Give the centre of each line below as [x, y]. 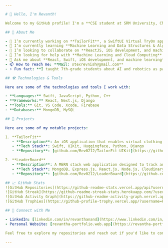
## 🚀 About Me [20, 32]
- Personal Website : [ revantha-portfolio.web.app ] [59, 224]
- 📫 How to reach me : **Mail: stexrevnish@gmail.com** [64, 64]
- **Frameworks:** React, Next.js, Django [50, 101]
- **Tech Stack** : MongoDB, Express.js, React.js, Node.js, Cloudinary [88, 169]
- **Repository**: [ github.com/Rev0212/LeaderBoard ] [68, 174]
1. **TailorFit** [23, 137]
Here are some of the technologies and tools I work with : [68, 87]
